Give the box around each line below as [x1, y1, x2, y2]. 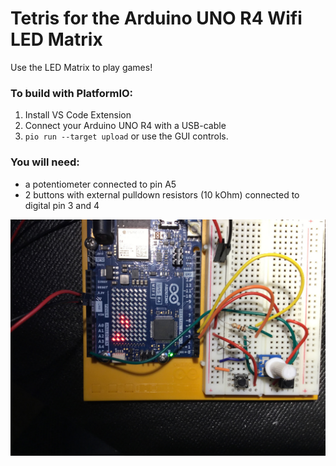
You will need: [10, 155, 80, 169]
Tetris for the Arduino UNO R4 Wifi [10, 7, 303, 30]
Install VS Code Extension [24, 109, 132, 121]
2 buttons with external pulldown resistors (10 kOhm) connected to [24, 188, 300, 201]
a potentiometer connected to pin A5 [24, 178, 177, 190]
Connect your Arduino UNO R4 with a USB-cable [24, 120, 227, 132]
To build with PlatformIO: [10, 86, 134, 100]
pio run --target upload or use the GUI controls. [24, 130, 229, 142]
